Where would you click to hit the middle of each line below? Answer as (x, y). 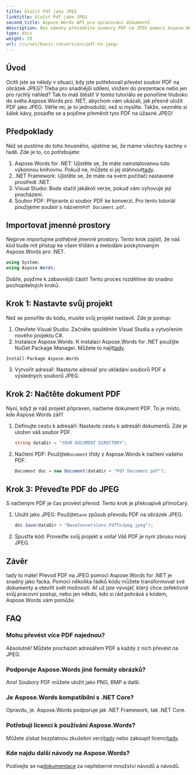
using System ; (23, 262)
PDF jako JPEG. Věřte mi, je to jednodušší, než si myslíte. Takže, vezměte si (97, 107)
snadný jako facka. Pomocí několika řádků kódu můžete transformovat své (95, 581)
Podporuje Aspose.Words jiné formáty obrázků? (76, 670)
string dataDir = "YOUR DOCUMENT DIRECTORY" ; (71, 443)
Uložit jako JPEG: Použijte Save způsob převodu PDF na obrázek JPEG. (99, 515)
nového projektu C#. (39, 335)
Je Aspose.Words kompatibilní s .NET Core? (70, 697)
